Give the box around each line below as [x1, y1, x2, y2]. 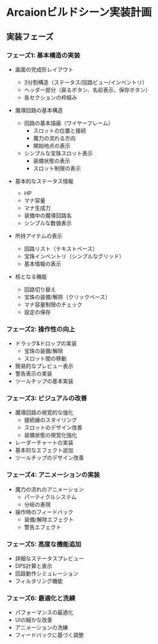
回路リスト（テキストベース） [24, 245, 98, 252]
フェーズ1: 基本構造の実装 [6, 51, 80, 59]
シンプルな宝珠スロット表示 [24, 149, 93, 157]
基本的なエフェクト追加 [14, 447, 74, 454]
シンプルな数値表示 [24, 219, 72, 226]
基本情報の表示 [24, 260, 62, 267]
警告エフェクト [24, 523, 62, 531]
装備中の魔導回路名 [24, 212, 72, 219]
